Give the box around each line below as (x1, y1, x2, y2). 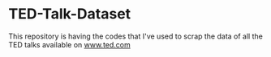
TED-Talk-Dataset (8, 5, 131, 23)
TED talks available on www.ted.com (8, 39, 131, 49)
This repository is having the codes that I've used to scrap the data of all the (8, 31, 264, 41)
